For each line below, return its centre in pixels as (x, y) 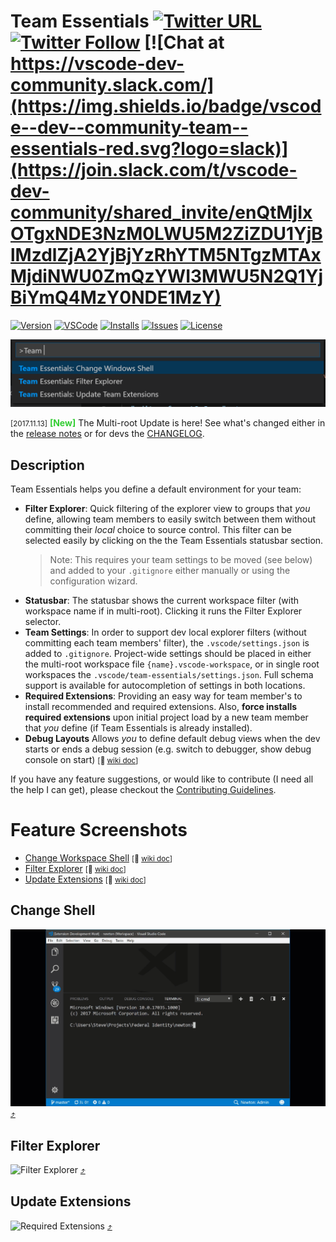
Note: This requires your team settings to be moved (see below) (181, 560)
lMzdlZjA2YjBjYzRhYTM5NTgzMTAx (166, 255)
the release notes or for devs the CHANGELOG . (107, 434)
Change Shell (53, 910)
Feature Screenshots (99, 830)
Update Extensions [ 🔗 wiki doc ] (85, 879)
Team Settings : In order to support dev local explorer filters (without (165, 632)
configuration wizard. (93, 581)
